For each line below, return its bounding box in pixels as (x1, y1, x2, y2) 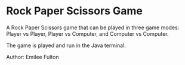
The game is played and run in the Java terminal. (6, 42, 127, 49)
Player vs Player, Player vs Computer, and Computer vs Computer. (6, 30, 169, 37)
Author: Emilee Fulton (6, 53, 59, 60)
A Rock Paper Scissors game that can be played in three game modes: (6, 24, 180, 31)
